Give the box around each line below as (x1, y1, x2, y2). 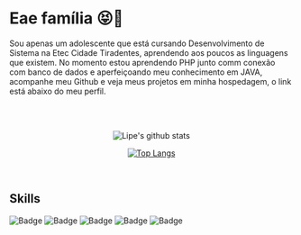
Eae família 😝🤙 (9, 8, 124, 29)
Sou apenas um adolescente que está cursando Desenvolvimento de (9, 38, 265, 49)
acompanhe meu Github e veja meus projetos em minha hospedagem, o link (9, 76, 292, 86)
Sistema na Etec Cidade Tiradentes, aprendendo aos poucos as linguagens (9, 47, 288, 58)
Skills (9, 191, 41, 206)
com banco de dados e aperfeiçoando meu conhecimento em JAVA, (9, 67, 263, 77)
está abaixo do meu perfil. (9, 86, 106, 96)
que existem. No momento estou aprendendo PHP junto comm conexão (9, 57, 276, 68)
